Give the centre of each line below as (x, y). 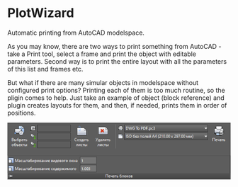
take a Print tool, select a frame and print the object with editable (102, 54)
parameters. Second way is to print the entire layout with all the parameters (117, 61)
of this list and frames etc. (45, 69)
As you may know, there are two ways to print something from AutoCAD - (114, 46)
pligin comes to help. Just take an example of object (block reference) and (116, 98)
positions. (22, 113)
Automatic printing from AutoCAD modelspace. (76, 33)
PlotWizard (41, 13)
